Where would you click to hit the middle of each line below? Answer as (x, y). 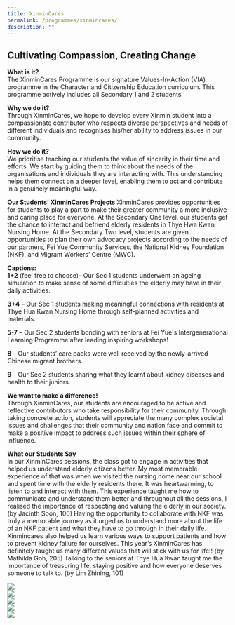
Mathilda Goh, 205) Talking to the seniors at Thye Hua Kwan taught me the (115, 558)
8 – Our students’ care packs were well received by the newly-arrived (108, 354)
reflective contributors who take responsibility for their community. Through (117, 410)
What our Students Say (42, 454)
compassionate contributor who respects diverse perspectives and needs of (117, 123)
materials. (22, 319)
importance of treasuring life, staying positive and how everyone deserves (115, 566)
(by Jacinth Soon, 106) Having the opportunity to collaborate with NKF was (115, 513)
